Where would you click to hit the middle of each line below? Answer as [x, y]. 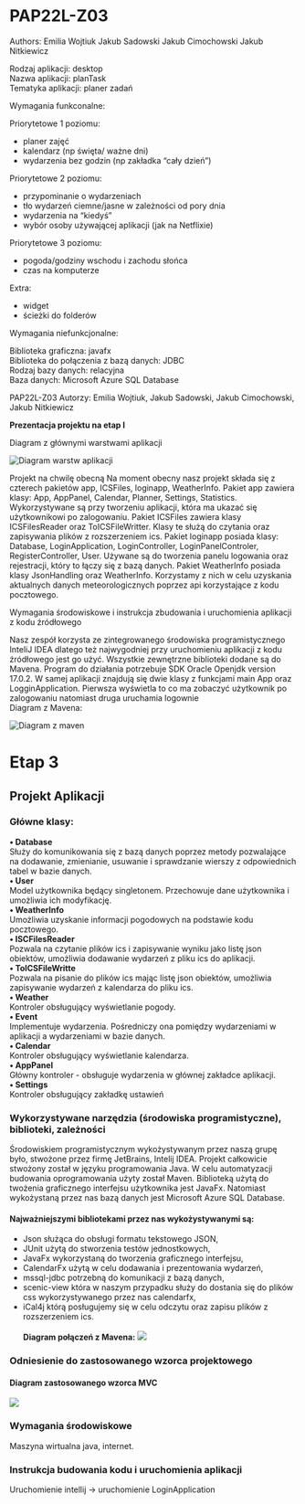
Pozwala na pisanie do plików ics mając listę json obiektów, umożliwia [141, 978]
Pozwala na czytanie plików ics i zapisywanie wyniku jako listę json [136, 948]
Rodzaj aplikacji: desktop [56, 69]
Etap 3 [34, 763]
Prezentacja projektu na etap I [68, 425]
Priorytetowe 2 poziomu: [56, 178]
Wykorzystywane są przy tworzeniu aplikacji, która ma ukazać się [133, 507]
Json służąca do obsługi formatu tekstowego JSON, [121, 1239]
